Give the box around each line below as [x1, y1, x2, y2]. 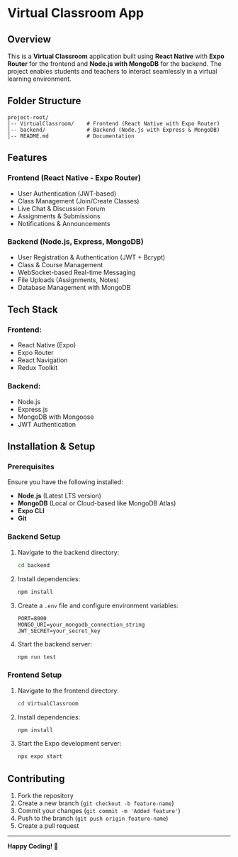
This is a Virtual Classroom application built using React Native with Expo [7, 52, 225, 60]
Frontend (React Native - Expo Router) [7, 173, 142, 183]
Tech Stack [7, 303, 58, 316]
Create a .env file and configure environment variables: [17, 601, 179, 610]
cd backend [17, 561, 50, 568]
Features [7, 152, 47, 164]
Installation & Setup [7, 441, 96, 453]
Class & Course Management [17, 260, 103, 269]
